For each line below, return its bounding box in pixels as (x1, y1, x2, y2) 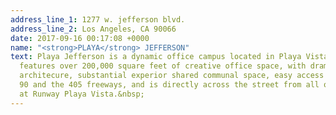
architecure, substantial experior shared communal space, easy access (19, 71, 325, 81)
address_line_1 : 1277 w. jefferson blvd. (10, 14, 186, 25)
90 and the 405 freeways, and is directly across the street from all (19, 80, 320, 90)
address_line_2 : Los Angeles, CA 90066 (10, 24, 177, 34)
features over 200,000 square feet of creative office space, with (19, 61, 307, 71)
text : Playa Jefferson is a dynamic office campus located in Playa (10, 52, 302, 62)
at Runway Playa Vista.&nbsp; (19, 89, 145, 99)
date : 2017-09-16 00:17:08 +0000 (10, 33, 150, 43)
